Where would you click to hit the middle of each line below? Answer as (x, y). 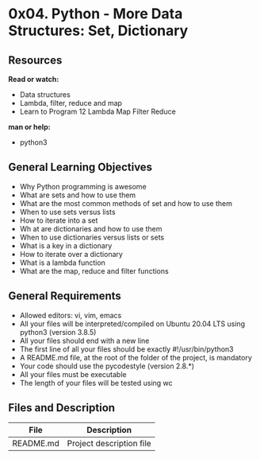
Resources (35, 60)
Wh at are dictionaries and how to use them (91, 228)
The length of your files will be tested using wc (96, 383)
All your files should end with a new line (84, 340)
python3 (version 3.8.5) (58, 332)
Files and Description (62, 408)
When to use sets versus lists (68, 212)
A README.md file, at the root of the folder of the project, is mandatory (136, 357)
